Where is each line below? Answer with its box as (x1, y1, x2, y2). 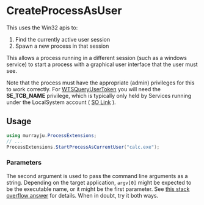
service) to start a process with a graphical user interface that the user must (6, 61, 198, 68)
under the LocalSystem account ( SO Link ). (6, 99, 116, 106)
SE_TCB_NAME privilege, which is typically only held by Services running (6, 92, 192, 99)
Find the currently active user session (15, 35, 111, 43)
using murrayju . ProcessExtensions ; (6, 132, 97, 138)
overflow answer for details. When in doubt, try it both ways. (6, 192, 159, 199)
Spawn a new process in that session (15, 42, 109, 50)
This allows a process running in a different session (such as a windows (6, 54, 188, 61)
